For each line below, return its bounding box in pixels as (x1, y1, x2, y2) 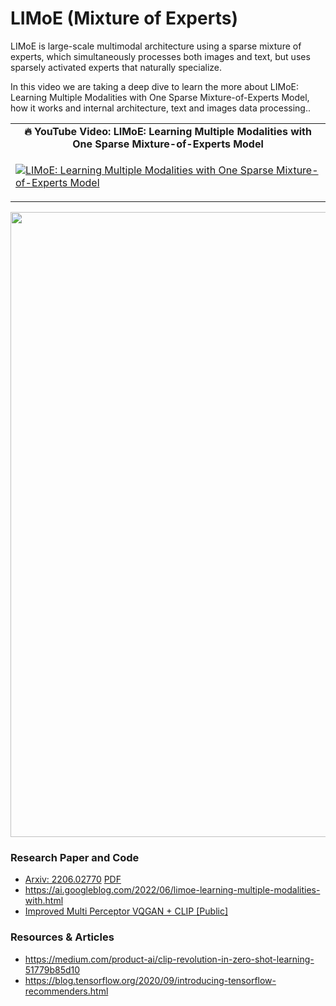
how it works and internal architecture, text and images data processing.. (10, 102, 311, 114)
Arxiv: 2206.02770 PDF (24, 873, 122, 886)
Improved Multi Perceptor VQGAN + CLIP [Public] (24, 905, 229, 917)
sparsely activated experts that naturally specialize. (10, 61, 223, 73)
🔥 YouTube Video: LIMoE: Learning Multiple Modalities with (24, 124, 312, 138)
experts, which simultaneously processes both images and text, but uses (10, 50, 311, 62)
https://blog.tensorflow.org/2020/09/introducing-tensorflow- (24, 974, 277, 986)
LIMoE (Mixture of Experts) (10, 7, 238, 30)
